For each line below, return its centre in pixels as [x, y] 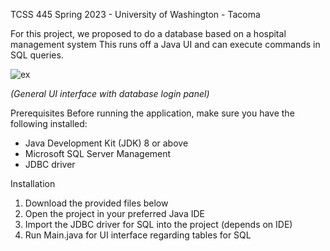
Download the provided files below [96, 203]
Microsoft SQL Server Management [98, 153]
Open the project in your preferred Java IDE [114, 213]
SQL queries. [37, 55]
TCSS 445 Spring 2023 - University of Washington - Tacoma [135, 14]
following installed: [49, 123]
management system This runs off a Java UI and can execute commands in [165, 44]
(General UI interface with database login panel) [110, 93]
